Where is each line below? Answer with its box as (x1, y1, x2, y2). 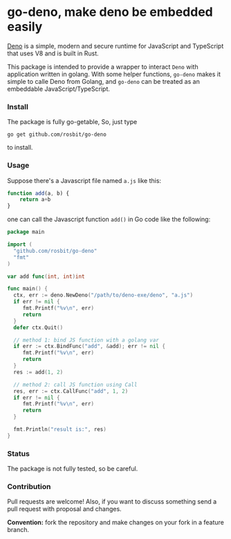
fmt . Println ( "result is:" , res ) (13, 426, 107, 433)
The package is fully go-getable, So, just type (7, 118, 138, 126)
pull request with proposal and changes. (7, 505, 122, 513)
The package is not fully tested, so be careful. (7, 465, 138, 473)
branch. (7, 526, 30, 534)
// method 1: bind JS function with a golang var (13, 337, 159, 344)
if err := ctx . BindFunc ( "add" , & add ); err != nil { (13, 343, 166, 350)
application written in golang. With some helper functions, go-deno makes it (7, 70, 221, 78)
